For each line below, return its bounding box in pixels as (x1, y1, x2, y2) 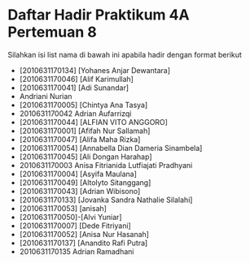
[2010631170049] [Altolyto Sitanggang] (19, 177, 151, 188)
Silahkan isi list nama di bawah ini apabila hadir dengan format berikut (7, 50, 242, 59)
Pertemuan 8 (7, 23, 97, 41)
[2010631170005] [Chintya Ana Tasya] (19, 100, 148, 110)
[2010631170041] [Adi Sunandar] (19, 83, 129, 93)
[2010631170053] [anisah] (19, 203, 107, 213)
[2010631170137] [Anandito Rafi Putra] (19, 238, 148, 248)
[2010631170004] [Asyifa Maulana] (19, 169, 138, 179)
